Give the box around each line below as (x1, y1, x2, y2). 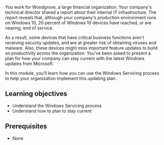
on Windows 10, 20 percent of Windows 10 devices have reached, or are (5, 20, 152, 26)
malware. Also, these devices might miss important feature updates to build (5, 45, 158, 51)
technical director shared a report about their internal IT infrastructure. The (5, 9, 157, 15)
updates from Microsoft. (5, 61, 54, 66)
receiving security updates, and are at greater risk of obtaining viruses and (5, 40, 156, 46)
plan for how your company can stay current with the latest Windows (5, 56, 145, 61)
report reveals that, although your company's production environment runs (5, 15, 156, 20)
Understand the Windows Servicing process (12, 103, 102, 109)
